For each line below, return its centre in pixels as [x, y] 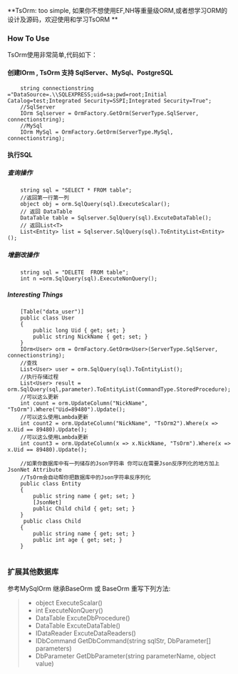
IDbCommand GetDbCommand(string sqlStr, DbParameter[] [123, 641]
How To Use [29, 38]
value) [45, 664]
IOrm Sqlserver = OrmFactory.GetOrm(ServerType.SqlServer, [110, 113]
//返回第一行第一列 [45, 198]
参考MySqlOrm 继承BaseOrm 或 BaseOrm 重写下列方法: [89, 589]
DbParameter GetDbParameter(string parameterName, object [125, 656]
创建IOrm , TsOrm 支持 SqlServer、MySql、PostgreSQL [90, 72]
